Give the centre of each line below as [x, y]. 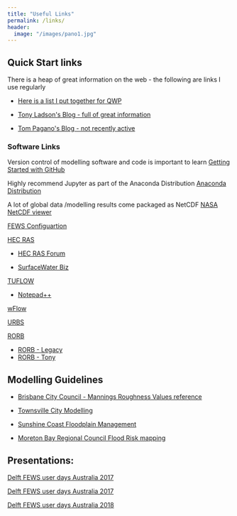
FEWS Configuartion [37, 226]
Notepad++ [34, 295]
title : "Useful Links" [41, 14]
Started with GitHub [36, 170]
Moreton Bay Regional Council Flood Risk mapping [92, 438]
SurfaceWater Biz [43, 268]
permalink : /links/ [36, 21]
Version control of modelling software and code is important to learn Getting [119, 162]
